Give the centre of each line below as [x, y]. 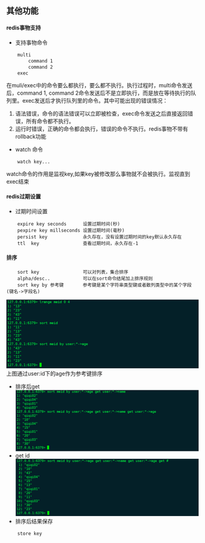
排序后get [27, 387]
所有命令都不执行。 [50, 121]
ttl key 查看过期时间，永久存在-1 [78, 243]
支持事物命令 [31, 42]
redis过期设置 [24, 197]
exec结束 [18, 181]
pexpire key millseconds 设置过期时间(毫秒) [71, 230]
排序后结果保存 [34, 522]
